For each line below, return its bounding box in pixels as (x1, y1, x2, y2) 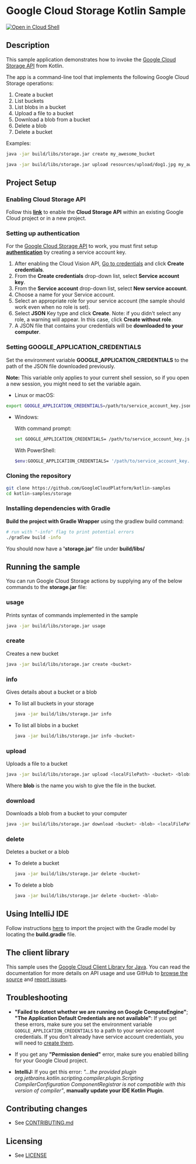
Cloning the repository (6, 472, 71, 480)
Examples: (6, 139, 31, 147)
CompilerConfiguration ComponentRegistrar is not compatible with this (14, 1080, 185, 1087)
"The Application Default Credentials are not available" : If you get (14, 1014, 177, 1021)
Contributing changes (6, 1104, 87, 1114)
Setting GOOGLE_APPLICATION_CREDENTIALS (6, 343, 142, 352)
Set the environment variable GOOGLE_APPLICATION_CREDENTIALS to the (6, 356, 188, 363)
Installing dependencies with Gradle (6, 504, 111, 512)
